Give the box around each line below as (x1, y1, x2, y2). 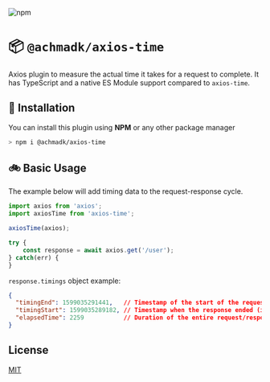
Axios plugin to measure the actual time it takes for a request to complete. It (8, 69, 260, 79)
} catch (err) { (8, 253, 59, 261)
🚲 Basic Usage (8, 162, 87, 175)
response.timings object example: (8, 276, 121, 285)
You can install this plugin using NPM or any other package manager (8, 122, 235, 132)
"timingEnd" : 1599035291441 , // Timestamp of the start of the (15, 298, 239, 307)
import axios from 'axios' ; (8, 202, 103, 211)
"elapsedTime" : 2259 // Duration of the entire (15, 314, 215, 322)
